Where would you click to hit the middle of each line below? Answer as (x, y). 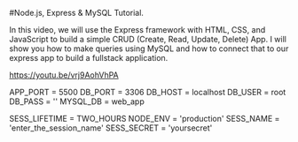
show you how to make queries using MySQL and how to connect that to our (149, 49)
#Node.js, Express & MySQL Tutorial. (77, 13)
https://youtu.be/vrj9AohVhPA (64, 75)
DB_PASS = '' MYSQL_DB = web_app (77, 101)
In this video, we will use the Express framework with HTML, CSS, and (137, 30)
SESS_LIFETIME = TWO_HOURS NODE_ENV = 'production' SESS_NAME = (145, 119)
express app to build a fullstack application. (89, 58)
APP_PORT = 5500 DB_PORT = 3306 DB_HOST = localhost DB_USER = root (148, 92)
